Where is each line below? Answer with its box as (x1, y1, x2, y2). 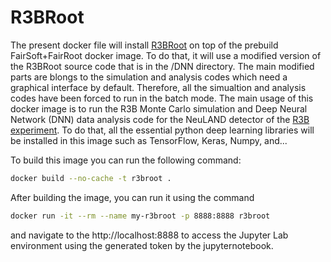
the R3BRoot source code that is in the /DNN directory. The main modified (10, 60, 315, 72)
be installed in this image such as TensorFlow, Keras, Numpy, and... (10, 134, 288, 146)
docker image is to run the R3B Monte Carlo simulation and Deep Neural (10, 102, 308, 115)
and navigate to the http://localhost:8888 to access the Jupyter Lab (10, 229, 289, 241)
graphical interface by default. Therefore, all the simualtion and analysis (10, 81, 307, 93)
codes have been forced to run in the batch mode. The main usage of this (10, 92, 314, 104)
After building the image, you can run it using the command (10, 191, 255, 203)
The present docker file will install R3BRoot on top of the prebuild (10, 39, 279, 51)
